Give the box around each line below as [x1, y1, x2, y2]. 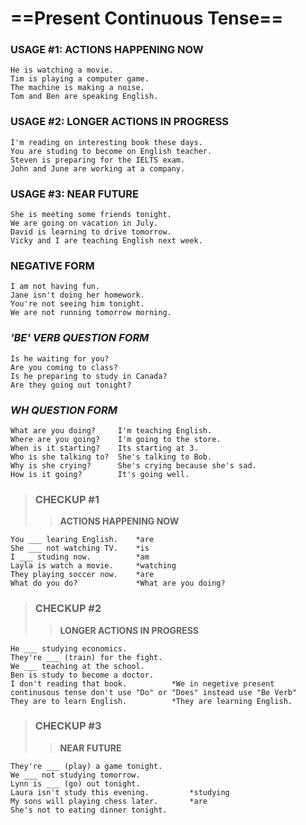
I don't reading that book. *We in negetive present [10, 678, 275, 689]
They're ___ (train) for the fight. [10, 652, 163, 662]
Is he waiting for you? [10, 353, 110, 364]
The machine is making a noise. [10, 83, 145, 93]
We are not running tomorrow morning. [10, 308, 172, 318]
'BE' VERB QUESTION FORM [10, 331, 150, 345]
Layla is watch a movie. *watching [10, 561, 177, 571]
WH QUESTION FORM [10, 403, 118, 417]
